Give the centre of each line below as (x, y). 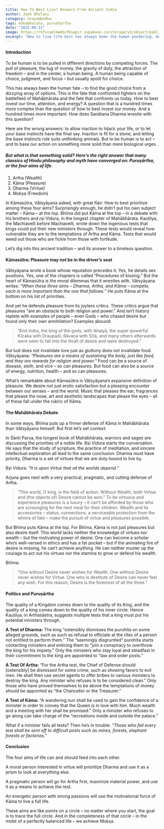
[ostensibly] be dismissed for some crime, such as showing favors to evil (79, 670)
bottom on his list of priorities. (36, 296)
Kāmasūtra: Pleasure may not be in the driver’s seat (59, 260)
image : (12, 32)
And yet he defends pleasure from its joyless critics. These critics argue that (82, 306)
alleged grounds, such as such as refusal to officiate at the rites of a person (81, 635)
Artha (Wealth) (27, 178)
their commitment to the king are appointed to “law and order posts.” (74, 655)
